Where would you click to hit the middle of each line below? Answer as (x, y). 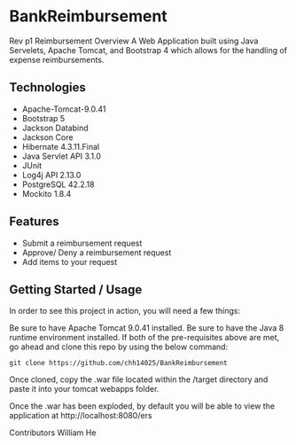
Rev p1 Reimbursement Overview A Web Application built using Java (134, 41)
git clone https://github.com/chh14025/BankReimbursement (118, 363)
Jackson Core (47, 137)
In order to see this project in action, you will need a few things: (125, 311)
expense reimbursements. (57, 59)
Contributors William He (53, 433)
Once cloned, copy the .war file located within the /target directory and (139, 379)
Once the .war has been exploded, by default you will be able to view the (142, 406)
